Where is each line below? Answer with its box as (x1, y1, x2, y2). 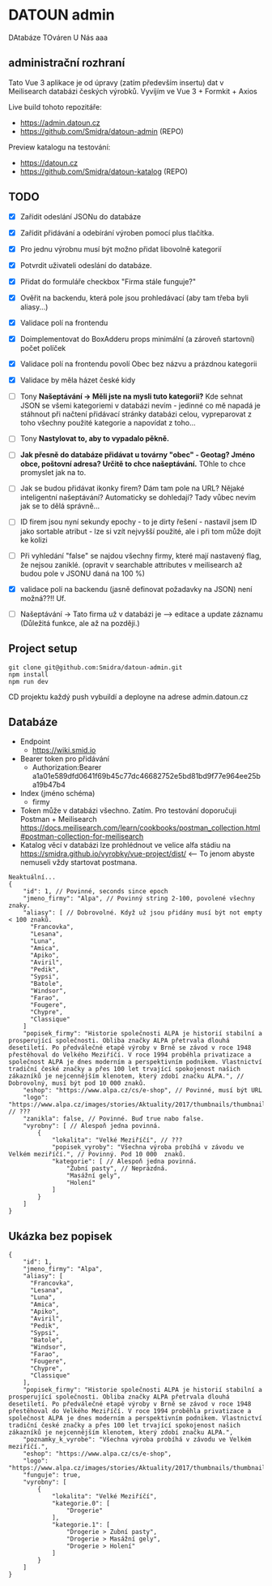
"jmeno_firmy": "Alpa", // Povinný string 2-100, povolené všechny (23, 895, 255, 903)
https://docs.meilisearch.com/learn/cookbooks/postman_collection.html (19, 823, 261, 833)
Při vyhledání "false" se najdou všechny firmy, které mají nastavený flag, (19, 551, 261, 560)
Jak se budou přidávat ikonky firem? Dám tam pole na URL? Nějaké (19, 483, 244, 493)
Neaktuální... (8, 873, 57, 882)
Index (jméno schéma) (19, 789, 96, 798)
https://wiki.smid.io (32, 745, 96, 755)
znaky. (8, 901, 31, 910)
